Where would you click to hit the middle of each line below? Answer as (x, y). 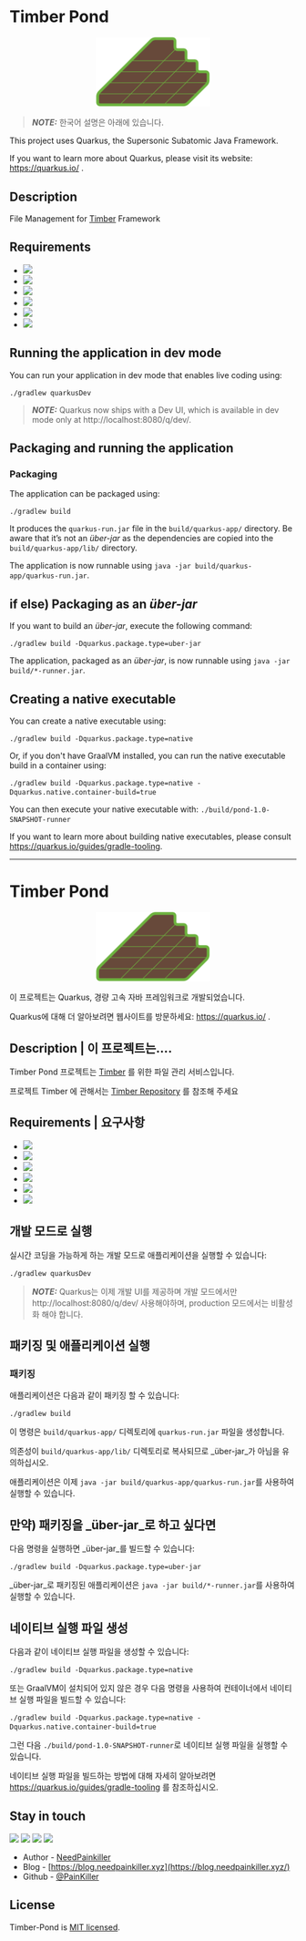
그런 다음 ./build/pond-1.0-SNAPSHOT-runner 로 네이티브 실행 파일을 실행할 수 (149, 1745)
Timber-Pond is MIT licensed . (65, 1927)
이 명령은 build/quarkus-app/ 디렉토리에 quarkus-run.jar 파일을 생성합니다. (147, 1432)
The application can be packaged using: (85, 494)
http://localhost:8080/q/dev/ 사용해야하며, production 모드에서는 (150, 1303)
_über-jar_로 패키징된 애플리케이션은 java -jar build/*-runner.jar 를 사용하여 (152, 1585)
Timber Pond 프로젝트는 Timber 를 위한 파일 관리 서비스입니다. (122, 1072)
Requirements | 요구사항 (77, 1123)
